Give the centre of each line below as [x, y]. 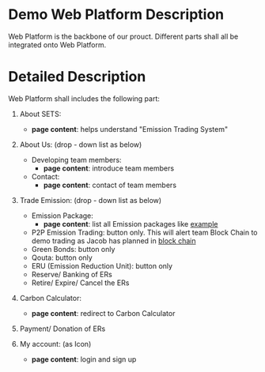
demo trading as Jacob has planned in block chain [114, 240]
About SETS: [40, 114]
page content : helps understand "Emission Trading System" [129, 129]
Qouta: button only [62, 257]
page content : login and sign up [84, 359]
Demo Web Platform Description [116, 15]
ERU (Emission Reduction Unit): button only [102, 265]
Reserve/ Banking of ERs [72, 274]
